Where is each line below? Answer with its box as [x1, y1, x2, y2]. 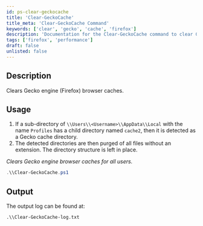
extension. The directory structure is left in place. [14, 146, 138, 153]
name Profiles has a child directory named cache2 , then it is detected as [14, 127, 196, 134]
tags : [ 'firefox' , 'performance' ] [6, 37, 94, 43]
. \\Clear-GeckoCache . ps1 [6, 170, 69, 176]
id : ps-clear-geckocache [6, 8, 69, 15]
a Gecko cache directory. [14, 133, 79, 141]
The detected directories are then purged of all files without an [14, 140, 171, 147]
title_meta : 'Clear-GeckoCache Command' [6, 20, 110, 26]
